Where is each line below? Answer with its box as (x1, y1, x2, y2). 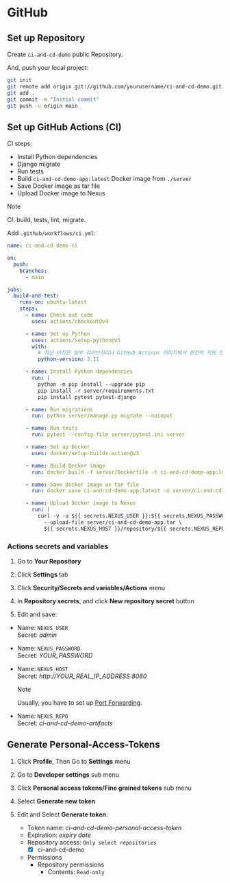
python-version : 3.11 (37, 356, 99, 363)
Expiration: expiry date (27, 831, 91, 839)
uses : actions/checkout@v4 (31, 317, 109, 325)
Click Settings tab (16, 570, 68, 579)
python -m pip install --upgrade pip (37, 380, 146, 388)
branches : (19, 267, 48, 274)
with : (31, 343, 48, 350)
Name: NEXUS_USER (16, 623, 68, 631)
